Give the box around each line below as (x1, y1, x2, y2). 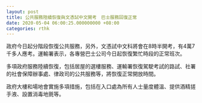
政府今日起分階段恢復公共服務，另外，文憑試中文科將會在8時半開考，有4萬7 (6, 43, 195, 50)
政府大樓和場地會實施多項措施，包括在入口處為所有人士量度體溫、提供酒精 (6, 83, 191, 90)
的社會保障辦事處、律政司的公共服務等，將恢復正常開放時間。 (6, 70, 159, 78)
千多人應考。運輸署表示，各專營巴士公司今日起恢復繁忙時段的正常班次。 (6, 50, 185, 57)
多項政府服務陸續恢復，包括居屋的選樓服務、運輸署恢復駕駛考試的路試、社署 (6, 63, 196, 70)
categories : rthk (6, 25, 50, 32)
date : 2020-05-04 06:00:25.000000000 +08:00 (6, 20, 120, 26)
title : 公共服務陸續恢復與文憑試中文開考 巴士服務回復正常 (6, 14, 137, 20)
